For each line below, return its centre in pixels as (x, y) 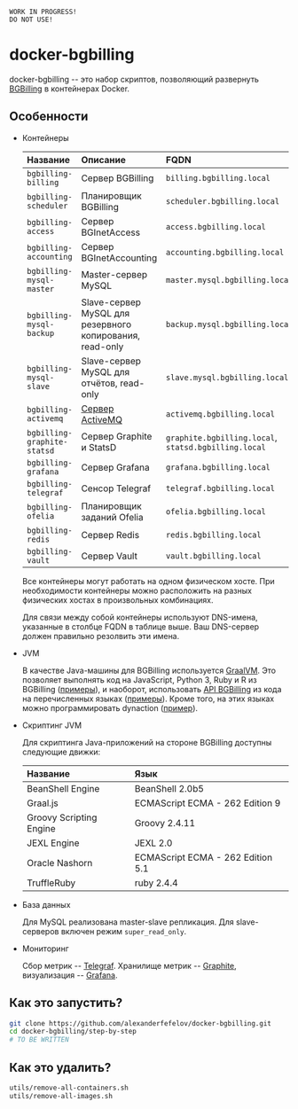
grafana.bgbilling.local (218, 467)
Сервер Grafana (115, 467)
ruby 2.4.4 (157, 883)
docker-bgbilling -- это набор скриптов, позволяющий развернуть (134, 79)
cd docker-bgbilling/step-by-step (73, 1032)
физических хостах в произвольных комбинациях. (118, 600)
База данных (46, 904)
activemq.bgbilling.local (220, 414)
